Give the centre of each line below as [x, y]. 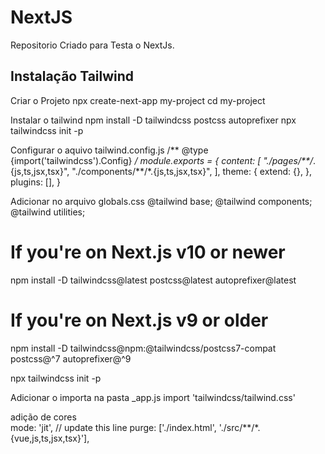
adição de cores [43, 417]
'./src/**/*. [239, 427]
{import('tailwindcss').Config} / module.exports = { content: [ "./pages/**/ [162, 160]
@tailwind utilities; [48, 212]
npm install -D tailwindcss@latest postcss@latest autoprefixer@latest [153, 280]
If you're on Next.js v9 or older [139, 320]
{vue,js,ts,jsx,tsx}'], [50, 438]
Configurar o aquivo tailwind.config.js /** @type [109, 150]
